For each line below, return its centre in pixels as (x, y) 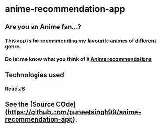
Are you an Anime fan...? (43, 27)
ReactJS (15, 89)
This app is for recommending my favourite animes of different (81, 41)
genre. (13, 46)
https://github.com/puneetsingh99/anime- (74, 112)
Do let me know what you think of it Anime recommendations (79, 59)
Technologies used (35, 75)
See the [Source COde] (41, 105)
